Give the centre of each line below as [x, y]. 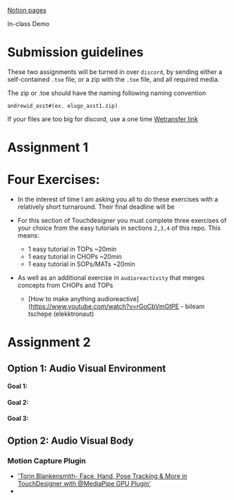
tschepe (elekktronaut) [61, 314]
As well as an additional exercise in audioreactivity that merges [111, 278]
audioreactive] [118, 299]
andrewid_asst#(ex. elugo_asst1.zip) [63, 106]
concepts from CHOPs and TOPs [65, 286]
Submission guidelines [75, 53]
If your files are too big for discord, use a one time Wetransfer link [103, 118]
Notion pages [27, 10]
